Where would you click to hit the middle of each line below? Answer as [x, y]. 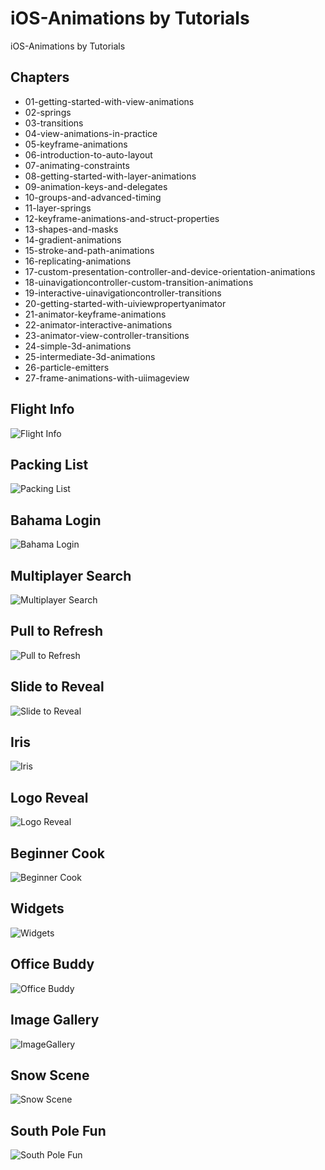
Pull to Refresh [57, 631]
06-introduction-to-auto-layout [88, 154]
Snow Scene [50, 1075]
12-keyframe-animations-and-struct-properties [122, 218]
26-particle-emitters [67, 367]
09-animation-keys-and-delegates [96, 186]
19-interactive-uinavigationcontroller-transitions [123, 293]
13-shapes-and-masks [71, 229]
